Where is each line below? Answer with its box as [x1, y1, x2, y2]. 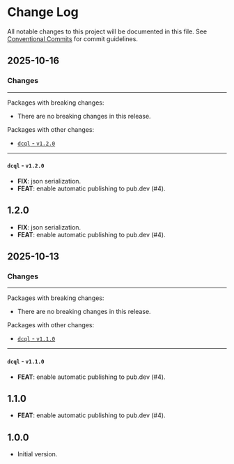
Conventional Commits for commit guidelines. [7, 34, 138, 43]
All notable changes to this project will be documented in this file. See [7, 27, 208, 36]
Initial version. [17, 450, 58, 458]
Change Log [7, 4, 79, 20]
